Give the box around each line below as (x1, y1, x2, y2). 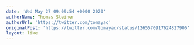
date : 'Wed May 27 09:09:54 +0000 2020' (6, 8, 107, 15)
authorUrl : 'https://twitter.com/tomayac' (6, 19, 111, 25)
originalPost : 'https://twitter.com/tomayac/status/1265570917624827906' (6, 25, 190, 31)
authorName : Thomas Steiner (6, 14, 75, 20)
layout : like (6, 30, 38, 36)
